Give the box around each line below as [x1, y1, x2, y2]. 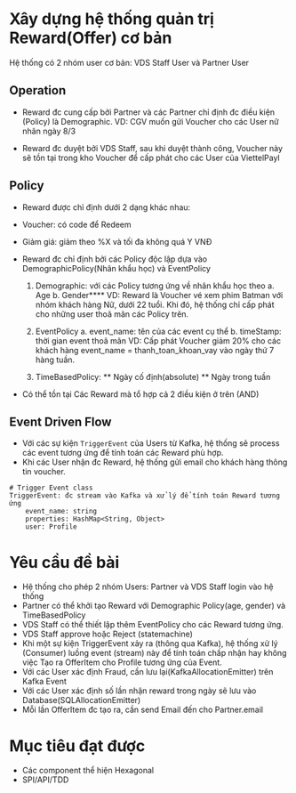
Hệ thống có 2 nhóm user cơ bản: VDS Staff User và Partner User [9, 57, 250, 68]
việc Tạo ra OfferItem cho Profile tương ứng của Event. [21, 657, 222, 668]
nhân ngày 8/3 [21, 125, 76, 136]
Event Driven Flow [9, 414, 112, 429]
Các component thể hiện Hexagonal [21, 765, 154, 776]
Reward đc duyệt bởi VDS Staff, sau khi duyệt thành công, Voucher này [21, 142, 283, 153]
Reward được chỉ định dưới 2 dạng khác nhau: [21, 201, 191, 213]
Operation [9, 83, 67, 98]
